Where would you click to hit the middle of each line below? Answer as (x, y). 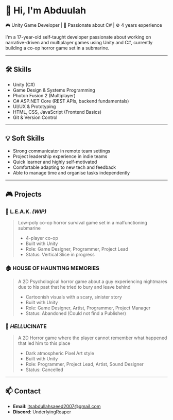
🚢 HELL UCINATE (26, 326)
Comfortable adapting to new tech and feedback (64, 167)
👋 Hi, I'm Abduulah (46, 11)
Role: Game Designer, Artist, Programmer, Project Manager (88, 308)
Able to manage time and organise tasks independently (71, 172)
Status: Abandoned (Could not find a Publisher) (76, 313)
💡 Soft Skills (25, 138)
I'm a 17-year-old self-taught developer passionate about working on (78, 37)
